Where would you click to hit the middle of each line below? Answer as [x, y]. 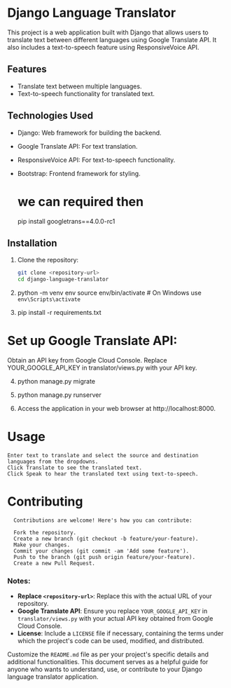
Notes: [19, 581]
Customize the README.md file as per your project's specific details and [108, 654]
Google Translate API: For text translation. [77, 146]
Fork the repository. [45, 532]
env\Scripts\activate [49, 299]
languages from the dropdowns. [53, 461]
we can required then [80, 202]
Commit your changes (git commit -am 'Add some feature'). [101, 551]
